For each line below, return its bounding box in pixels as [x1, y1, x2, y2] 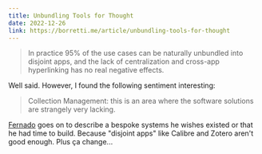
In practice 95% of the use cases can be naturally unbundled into [27, 49, 244, 58]
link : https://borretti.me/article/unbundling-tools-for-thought [8, 26, 230, 34]
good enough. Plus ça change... [8, 137, 113, 147]
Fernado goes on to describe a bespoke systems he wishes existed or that [8, 120, 253, 130]
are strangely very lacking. [27, 105, 116, 114]
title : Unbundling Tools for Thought [8, 11, 134, 20]
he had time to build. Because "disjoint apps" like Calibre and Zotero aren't [8, 128, 254, 138]
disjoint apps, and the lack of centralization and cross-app [27, 57, 220, 66]
